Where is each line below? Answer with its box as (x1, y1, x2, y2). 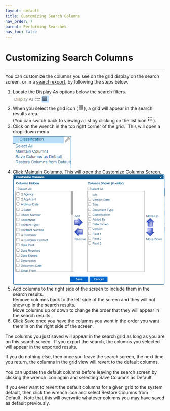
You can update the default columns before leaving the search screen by (5, 368, 157, 375)
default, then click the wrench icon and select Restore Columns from (5, 389, 148, 395)
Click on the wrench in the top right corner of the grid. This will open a (12, 123, 160, 129)
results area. (12, 111, 39, 117)
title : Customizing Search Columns (5, 13, 80, 19)
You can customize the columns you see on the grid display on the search (5, 73, 159, 79)
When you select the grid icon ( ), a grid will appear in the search (12, 105, 153, 111)
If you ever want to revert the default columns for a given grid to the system (5, 384, 163, 390)
